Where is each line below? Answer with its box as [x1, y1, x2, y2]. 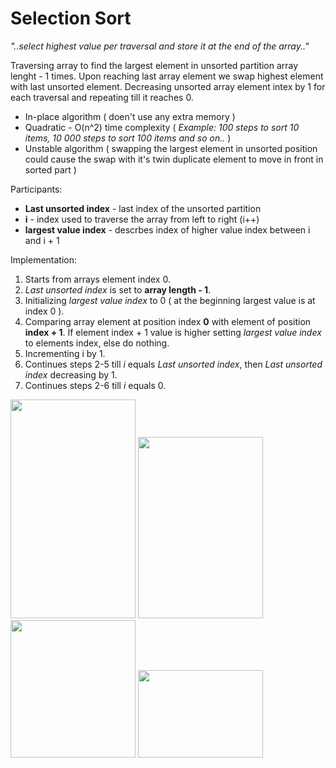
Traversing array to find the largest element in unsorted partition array [10, 59, 299, 71]
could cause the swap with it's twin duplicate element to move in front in [24, 153, 324, 165]
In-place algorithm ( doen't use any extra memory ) [24, 110, 236, 122]
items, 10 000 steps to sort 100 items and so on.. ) [24, 132, 232, 144]
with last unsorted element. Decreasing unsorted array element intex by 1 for [10, 80, 326, 92]
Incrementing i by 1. [24, 347, 106, 359]
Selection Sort [10, 7, 132, 30]
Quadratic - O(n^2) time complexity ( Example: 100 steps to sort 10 [24, 121, 300, 133]
